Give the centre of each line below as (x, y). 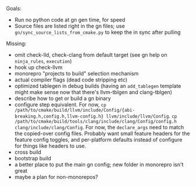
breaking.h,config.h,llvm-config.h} (59, 116)
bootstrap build (33, 158)
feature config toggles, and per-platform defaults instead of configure (98, 139)
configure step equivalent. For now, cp (60, 104)
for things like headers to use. (50, 146)
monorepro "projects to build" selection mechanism (76, 73)
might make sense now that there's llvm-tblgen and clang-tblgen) (93, 92)
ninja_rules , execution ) (43, 61)
